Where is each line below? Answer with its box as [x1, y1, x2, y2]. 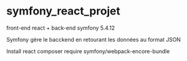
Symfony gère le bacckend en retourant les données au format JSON [6, 36, 181, 43]
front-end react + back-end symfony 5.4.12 [6, 24, 115, 31]
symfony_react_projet [6, 4, 121, 18]
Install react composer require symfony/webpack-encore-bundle [6, 47, 170, 55]
